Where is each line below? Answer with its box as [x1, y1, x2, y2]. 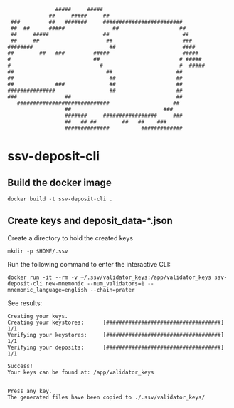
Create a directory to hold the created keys [7, 233, 134, 242]
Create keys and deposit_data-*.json [7, 215, 173, 227]
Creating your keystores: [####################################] [7, 319, 224, 326]
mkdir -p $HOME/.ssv [7, 248, 69, 255]
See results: [7, 299, 43, 307]
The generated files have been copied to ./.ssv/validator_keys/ [7, 394, 205, 401]
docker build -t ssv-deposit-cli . [7, 195, 113, 203]
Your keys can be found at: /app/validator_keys [7, 369, 154, 376]
